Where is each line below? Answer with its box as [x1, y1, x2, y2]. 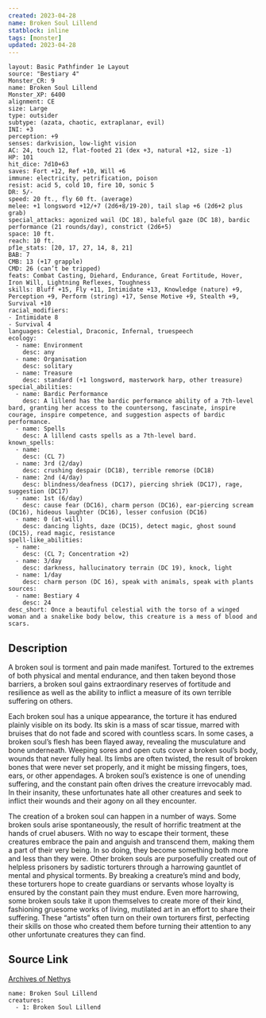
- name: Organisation [15, 356, 87, 363]
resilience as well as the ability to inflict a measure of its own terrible [8, 687, 232, 697]
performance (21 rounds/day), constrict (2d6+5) [8, 223, 172, 231]
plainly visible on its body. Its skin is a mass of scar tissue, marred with [8, 720, 240, 729]
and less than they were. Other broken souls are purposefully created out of [8, 853, 256, 863]
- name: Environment [15, 341, 83, 350]
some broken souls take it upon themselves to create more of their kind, [8, 896, 244, 905]
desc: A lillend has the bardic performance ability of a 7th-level [22, 397, 254, 406]
